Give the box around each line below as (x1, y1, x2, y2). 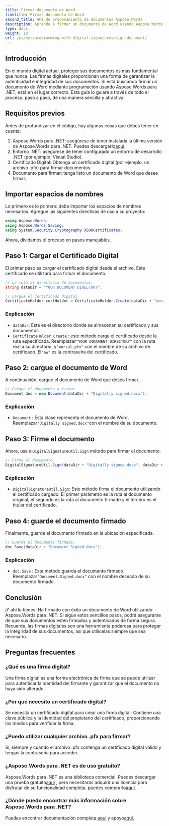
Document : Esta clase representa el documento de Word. (12, 415, 129, 421)
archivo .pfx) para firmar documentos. (12, 165, 92, 171)
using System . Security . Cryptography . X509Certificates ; (5, 228, 123, 233)
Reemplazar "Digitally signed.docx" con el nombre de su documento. (12, 420, 158, 426)
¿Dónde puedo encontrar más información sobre (5, 797, 127, 804)
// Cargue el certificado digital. (5, 294, 80, 299)
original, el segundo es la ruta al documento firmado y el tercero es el (12, 497, 157, 503)
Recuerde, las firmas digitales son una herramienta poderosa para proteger (5, 623, 161, 629)
